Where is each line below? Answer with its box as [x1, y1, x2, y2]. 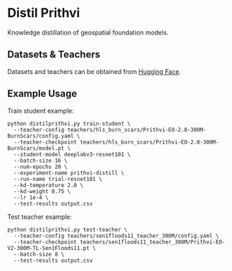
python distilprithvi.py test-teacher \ [7, 226, 128, 233]
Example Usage [7, 88, 78, 100]
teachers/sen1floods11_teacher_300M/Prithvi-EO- [80, 238, 226, 246]
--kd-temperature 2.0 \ [13, 182, 83, 189]
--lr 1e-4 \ [13, 194, 49, 201]
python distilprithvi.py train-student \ [7, 120, 131, 127]
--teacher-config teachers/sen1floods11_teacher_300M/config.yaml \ [13, 232, 219, 239]
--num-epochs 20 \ [13, 163, 68, 170]
